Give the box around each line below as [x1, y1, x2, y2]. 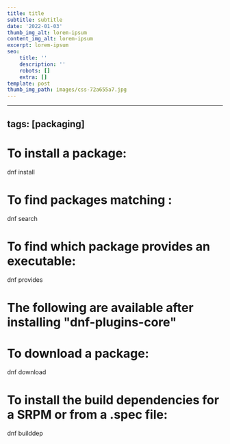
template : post [7, 80, 51, 87]
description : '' [19, 61, 66, 68]
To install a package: [7, 145, 127, 161]
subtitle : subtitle [7, 16, 63, 23]
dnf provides [7, 276, 43, 284]
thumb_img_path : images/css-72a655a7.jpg [7, 86, 127, 93]
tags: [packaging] [7, 118, 85, 130]
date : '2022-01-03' [7, 23, 63, 29]
